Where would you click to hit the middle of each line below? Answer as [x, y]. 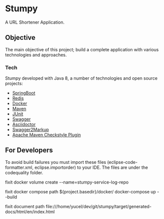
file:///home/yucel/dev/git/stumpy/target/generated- [98, 206]
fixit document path [25, 206]
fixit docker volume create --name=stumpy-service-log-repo [67, 182]
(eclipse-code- [122, 162]
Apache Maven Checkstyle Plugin [47, 135]
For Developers [29, 150]
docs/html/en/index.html [30, 212]
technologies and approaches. [36, 55]
